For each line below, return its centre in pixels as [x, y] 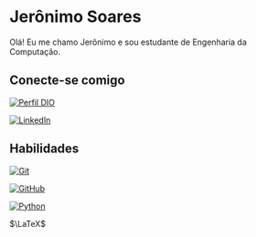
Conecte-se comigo [67, 81]
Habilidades [44, 149]
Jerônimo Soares [75, 17]
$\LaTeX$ [27, 223]
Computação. [35, 51]
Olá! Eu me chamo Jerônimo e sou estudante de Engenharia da [128, 42]
